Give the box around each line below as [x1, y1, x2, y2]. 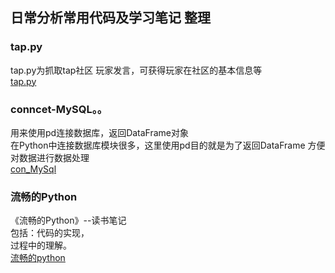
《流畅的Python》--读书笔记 [10, 214, 127, 227]
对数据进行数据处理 [10, 151, 90, 163]
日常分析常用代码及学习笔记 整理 [10, 9, 211, 27]
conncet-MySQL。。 [10, 102, 108, 116]
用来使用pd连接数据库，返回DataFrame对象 [10, 126, 190, 138]
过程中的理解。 [10, 239, 72, 252]
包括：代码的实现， [10, 227, 90, 239]
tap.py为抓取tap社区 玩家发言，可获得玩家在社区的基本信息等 [10, 64, 263, 76]
